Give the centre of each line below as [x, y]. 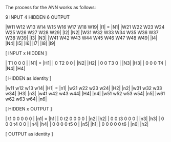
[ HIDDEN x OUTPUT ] [29, 109]
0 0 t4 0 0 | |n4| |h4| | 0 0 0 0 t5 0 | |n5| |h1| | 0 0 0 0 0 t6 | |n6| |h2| [77, 124]
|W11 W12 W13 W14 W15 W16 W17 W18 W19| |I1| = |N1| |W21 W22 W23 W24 [85, 27]
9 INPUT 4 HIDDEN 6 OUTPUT [38, 17]
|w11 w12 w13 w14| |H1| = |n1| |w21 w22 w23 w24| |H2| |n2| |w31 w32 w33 [84, 88]
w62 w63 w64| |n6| [26, 99]
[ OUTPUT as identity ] [29, 134]
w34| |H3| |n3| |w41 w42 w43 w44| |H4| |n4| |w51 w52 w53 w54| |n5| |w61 [85, 93]
